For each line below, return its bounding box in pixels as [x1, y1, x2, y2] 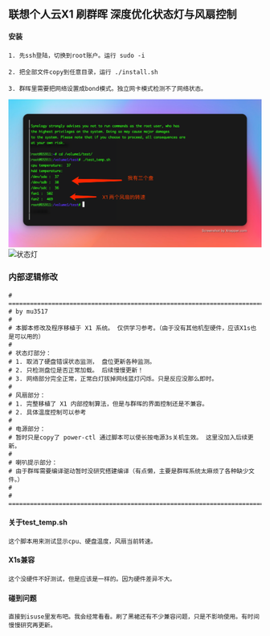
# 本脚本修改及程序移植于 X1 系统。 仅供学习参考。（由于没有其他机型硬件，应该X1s [8, 324, 251, 332]
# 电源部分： [8, 425, 46, 433]
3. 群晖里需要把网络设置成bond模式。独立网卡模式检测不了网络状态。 [8, 84, 207, 92]
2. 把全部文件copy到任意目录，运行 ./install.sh [8, 67, 158, 76]
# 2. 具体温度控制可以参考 [8, 408, 87, 416]
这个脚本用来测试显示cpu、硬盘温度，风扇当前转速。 [8, 537, 157, 545]
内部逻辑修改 [8, 271, 59, 283]
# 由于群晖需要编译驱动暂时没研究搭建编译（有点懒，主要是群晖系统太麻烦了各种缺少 [8, 467, 249, 475]
